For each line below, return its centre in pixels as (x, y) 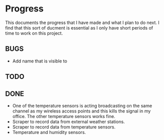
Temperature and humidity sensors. (49, 132)
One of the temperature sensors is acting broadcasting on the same (82, 105)
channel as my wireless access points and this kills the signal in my (81, 111)
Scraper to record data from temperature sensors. (64, 127)
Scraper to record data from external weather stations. (68, 121)
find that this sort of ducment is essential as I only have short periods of (79, 27)
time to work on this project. (34, 33)
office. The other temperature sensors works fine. (64, 116)
